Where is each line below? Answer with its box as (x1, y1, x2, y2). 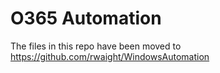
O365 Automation (10, 7, 162, 30)
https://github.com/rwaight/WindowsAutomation (10, 50, 210, 62)
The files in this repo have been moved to (10, 40, 182, 52)
